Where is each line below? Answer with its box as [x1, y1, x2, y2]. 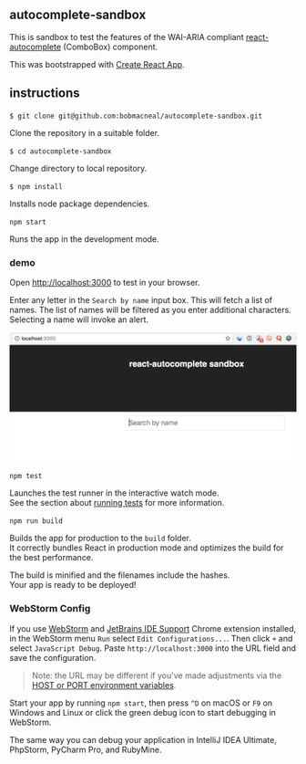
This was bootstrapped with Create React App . [9, 58, 185, 69]
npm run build [9, 517, 64, 526]
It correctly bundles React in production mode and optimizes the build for [9, 542, 284, 553]
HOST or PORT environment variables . [31, 679, 177, 690]
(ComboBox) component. [63, 41, 158, 52]
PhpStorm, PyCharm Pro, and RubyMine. [9, 744, 162, 755]
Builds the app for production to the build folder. [9, 533, 192, 544]
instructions [9, 86, 80, 101]
